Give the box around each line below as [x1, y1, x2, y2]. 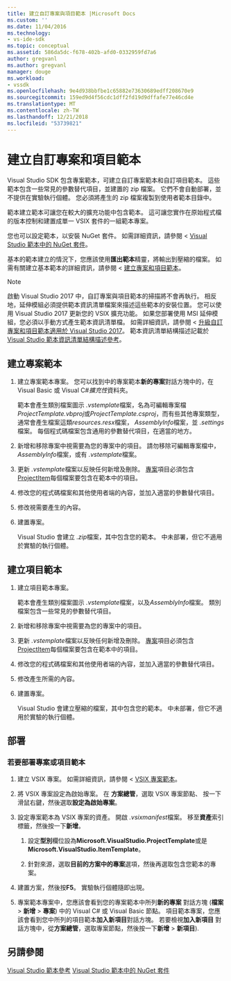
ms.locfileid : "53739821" [7, 119, 82, 127]
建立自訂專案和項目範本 [7, 152, 142, 167]
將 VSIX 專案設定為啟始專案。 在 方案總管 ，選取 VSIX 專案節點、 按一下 [17, 789, 222, 798]
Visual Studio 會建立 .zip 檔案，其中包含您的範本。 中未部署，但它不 [17, 533, 210, 542]
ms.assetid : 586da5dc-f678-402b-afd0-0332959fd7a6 [7, 49, 157, 56]
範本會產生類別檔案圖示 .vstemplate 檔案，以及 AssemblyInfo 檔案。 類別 [17, 598, 221, 607]
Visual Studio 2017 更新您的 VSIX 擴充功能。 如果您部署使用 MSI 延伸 [15, 310, 212, 318]
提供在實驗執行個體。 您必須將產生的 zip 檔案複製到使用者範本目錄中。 [12, 194, 216, 202]
